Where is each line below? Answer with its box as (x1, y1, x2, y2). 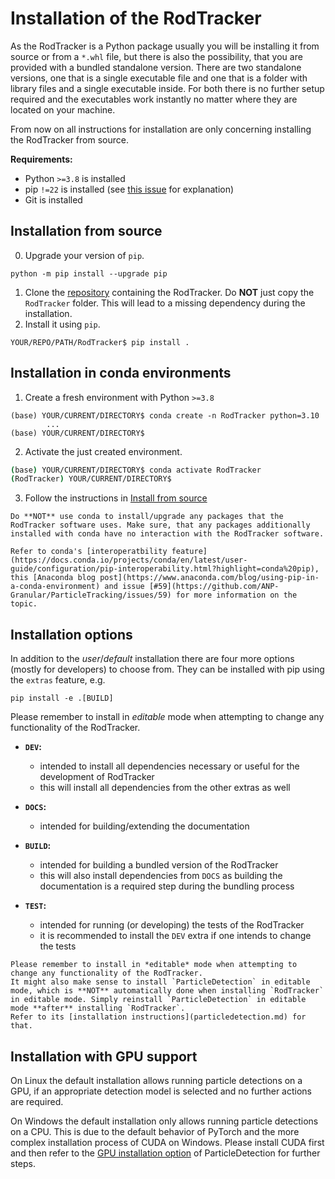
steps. (10, 1157, 36, 1169)
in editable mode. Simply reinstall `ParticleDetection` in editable (10, 995, 307, 1005)
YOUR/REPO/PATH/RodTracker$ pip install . (10, 337, 190, 347)
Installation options (10, 626, 133, 643)
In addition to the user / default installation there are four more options (10, 653, 295, 665)
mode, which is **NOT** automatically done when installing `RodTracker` (10, 986, 325, 996)
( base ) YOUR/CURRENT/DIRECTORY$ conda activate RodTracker (10, 465, 262, 475)
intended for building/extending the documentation (39, 820, 250, 832)
